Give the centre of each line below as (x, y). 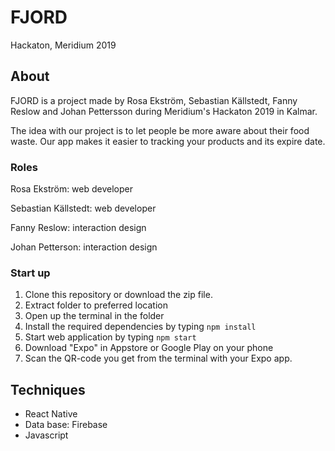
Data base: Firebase (66, 425)
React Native (51, 414)
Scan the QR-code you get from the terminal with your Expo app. (158, 358)
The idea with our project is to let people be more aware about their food (160, 130)
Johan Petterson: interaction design (84, 247)
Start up (30, 273)
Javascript (46, 435)
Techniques (48, 389)
